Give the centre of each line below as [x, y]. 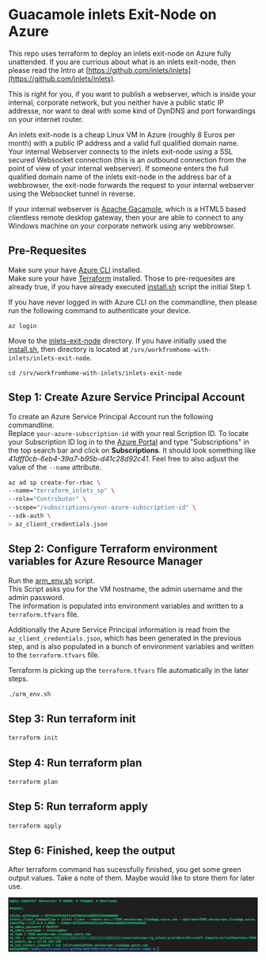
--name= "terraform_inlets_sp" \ [61, 491]
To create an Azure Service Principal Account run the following [111, 416]
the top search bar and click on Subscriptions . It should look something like [132, 450]
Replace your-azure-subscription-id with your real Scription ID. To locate [129, 433]
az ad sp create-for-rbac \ [55, 482]
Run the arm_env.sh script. [51, 580]
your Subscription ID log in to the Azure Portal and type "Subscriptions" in [129, 442]
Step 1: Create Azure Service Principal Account [127, 398]
